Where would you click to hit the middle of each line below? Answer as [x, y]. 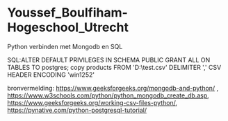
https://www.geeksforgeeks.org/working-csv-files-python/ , [92, 102]
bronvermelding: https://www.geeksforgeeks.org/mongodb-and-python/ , [113, 88]
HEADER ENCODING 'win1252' [51, 75]
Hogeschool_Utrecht [68, 27]
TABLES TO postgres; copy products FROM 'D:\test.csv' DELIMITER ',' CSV [114, 67]
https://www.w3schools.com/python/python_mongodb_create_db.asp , [108, 95]
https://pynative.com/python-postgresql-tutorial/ [77, 110]
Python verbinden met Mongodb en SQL [65, 46]
